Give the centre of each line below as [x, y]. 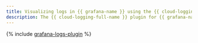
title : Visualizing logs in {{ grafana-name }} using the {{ [83, 11]
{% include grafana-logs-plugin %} [49, 34]
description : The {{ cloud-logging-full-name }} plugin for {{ [85, 17]
